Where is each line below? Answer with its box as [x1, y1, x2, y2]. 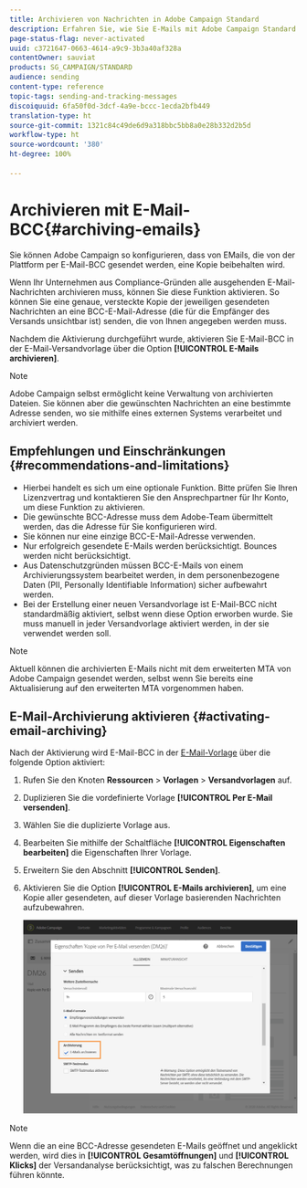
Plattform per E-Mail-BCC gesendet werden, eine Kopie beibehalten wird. [9, 258, 286, 269]
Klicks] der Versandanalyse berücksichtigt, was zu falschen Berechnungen [9, 1160, 293, 1171]
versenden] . [22, 802, 71, 813]
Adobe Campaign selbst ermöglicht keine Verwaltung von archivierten [9, 388, 274, 399]
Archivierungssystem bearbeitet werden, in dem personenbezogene [22, 569, 281, 580]
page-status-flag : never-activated [9, 34, 145, 43]
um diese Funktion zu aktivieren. [22, 501, 145, 512]
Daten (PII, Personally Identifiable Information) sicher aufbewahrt [22, 579, 268, 590]
